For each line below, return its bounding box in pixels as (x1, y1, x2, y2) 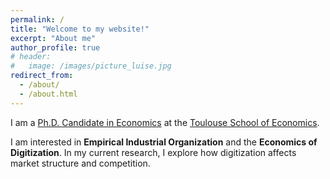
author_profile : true (10, 42, 101, 53)
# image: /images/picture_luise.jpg (10, 61, 172, 71)
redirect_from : (10, 71, 74, 81)
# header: (10, 52, 52, 62)
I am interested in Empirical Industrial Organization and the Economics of (10, 136, 318, 148)
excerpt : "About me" (10, 33, 97, 43)
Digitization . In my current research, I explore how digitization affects (10, 146, 297, 158)
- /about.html (19, 89, 78, 99)
